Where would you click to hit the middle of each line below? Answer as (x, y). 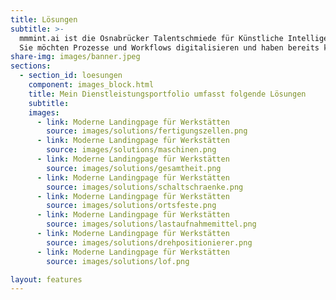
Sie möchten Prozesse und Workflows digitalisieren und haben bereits (169, 47)
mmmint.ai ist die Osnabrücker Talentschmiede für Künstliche (151, 38)
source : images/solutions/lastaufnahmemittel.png (151, 224)
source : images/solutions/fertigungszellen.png (147, 131)
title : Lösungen (44, 19)
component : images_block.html (91, 85)
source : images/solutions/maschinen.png (131, 150)
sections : (31, 66)
